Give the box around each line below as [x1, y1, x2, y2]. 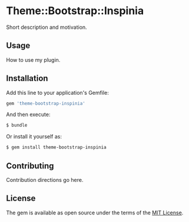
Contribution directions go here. [6, 177, 84, 183]
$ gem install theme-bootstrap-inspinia [6, 144, 107, 151]
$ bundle [6, 122, 28, 128]
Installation [6, 74, 48, 84]
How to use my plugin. [6, 56, 61, 63]
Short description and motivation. [6, 24, 87, 31]
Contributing [6, 161, 54, 171]
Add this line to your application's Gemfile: [6, 89, 109, 96]
